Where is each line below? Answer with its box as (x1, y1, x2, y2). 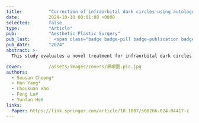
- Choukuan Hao (11, 86, 49, 92)
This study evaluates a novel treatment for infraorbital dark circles (11, 53, 192, 59)
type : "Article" (6, 25, 73, 31)
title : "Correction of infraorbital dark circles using (6, 8, 171, 15)
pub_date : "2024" (6, 42, 65, 48)
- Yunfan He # (11, 97, 44, 103)
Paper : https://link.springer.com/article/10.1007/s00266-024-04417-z (11, 108, 190, 113)
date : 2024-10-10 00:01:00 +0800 (6, 14, 115, 20)
